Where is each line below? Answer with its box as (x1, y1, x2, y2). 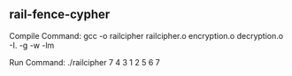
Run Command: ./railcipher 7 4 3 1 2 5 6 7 (9, 57, 161, 67)
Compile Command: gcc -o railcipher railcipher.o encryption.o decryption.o (9, 30, 284, 41)
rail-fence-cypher (9, 7, 111, 22)
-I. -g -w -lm (9, 40, 55, 50)
